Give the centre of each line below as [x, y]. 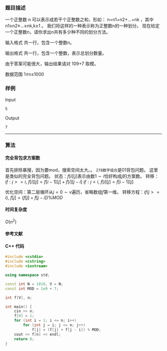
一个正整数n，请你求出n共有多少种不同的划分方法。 [58, 32]
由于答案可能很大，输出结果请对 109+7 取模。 [52, 64]
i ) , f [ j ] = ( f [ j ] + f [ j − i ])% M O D [34, 197]
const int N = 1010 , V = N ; [34, 284]
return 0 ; [24, 339]
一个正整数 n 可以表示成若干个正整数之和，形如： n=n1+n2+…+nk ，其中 [80, 20]
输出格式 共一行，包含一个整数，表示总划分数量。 [56, 53]
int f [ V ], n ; [19, 298]
